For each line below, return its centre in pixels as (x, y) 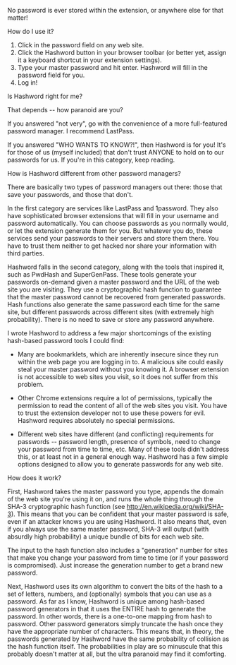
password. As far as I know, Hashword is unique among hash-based (106, 601)
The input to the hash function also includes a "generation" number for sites (118, 550)
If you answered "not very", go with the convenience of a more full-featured (117, 124)
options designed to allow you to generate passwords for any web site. (120, 464)
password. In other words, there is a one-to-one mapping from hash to (110, 616)
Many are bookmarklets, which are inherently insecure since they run (118, 354)
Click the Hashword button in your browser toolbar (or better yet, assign (122, 53)
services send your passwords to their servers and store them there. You (113, 238)
